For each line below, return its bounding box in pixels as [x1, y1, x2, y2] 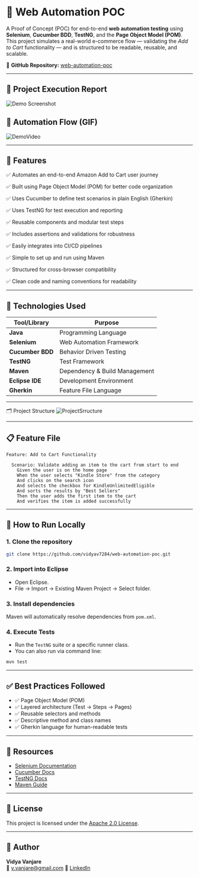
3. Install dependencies [6, 599, 75, 608]
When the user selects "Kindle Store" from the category [17, 473, 161, 478]
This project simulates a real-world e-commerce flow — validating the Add [6, 37, 188, 44]
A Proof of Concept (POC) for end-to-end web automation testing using [6, 25, 184, 32]
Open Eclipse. [14, 579, 49, 586]
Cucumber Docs [14, 768, 55, 775]
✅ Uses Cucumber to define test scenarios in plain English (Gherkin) [6, 195, 173, 202]
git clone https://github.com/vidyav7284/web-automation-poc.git [6, 551, 171, 557]
